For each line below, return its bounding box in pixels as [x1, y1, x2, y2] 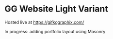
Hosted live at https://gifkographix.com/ [4, 19, 84, 25]
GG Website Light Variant [4, 3, 109, 14]
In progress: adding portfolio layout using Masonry [4, 28, 106, 34]
